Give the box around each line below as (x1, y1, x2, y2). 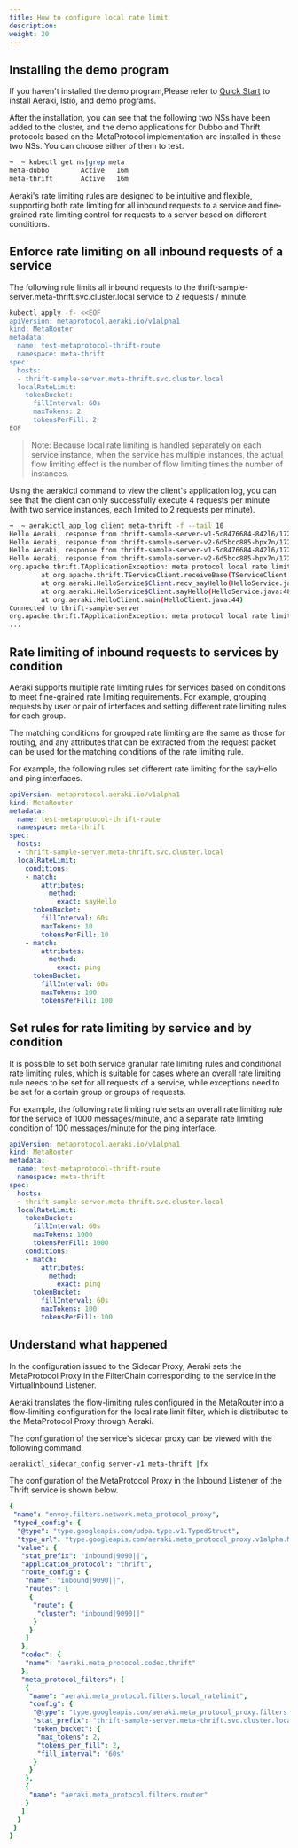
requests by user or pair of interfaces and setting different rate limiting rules (9, 701, 286, 711)
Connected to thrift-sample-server (9, 604, 141, 613)
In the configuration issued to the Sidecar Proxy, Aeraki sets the (9, 1360, 242, 1371)
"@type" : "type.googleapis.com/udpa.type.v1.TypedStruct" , (17, 1527, 240, 1536)
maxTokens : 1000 (32, 1230, 93, 1240)
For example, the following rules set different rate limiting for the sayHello (9, 763, 278, 774)
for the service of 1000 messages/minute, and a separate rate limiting (9, 1113, 263, 1124)
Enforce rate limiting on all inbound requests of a (9, 245, 284, 260)
